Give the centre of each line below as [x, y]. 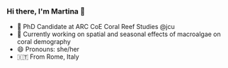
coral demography [44, 42]
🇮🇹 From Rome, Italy [48, 57]
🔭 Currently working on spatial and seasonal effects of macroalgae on [119, 34]
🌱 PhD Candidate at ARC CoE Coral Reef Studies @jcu [96, 27]
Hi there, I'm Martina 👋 [46, 11]
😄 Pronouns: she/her [48, 50]
